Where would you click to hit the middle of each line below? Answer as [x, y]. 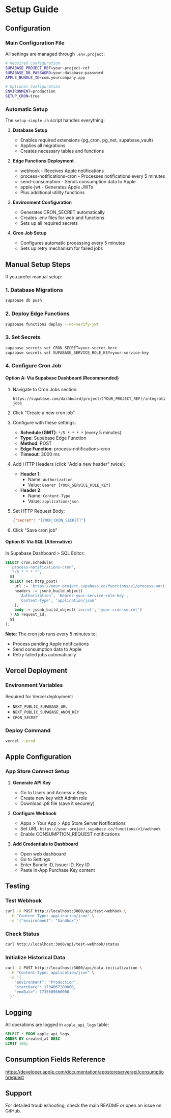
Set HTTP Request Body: [39, 511]
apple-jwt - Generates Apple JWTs [56, 187]
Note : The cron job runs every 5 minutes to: [51, 634]
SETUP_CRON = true [22, 96]
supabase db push [24, 301]
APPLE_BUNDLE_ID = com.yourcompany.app [45, 78]
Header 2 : [31, 490]
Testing [18, 886]
